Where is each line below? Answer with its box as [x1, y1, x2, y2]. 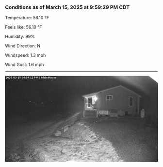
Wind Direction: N [5, 43, 40, 49]
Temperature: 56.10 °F [5, 15, 49, 21]
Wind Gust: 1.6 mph [5, 62, 44, 68]
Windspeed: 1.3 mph [5, 52, 46, 58]
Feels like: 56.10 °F [5, 24, 42, 30]
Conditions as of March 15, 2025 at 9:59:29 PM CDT [5, 4, 130, 11]
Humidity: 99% [5, 33, 35, 40]
